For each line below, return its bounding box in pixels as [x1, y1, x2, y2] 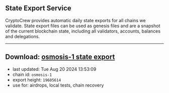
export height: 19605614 [12, 76, 61, 82]
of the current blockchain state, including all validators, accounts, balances [5, 28, 161, 34]
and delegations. [5, 33, 40, 39]
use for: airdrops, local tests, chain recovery [12, 82, 104, 88]
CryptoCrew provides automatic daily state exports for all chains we [5, 17, 146, 23]
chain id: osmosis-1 [12, 71, 52, 77]
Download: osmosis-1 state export [5, 53, 115, 61]
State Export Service [5, 4, 71, 13]
